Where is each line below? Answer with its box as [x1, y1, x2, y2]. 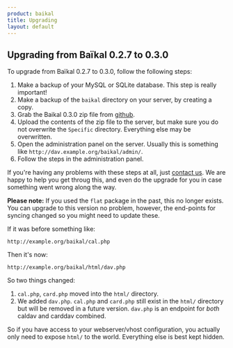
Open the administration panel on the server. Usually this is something [17, 140, 219, 148]
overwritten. [17, 133, 52, 141]
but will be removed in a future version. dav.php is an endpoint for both [17, 304, 220, 313]
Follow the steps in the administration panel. [17, 155, 144, 164]
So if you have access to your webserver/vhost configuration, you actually [7, 325, 220, 334]
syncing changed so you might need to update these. [7, 212, 160, 220]
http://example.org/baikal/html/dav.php [7, 264, 127, 271]
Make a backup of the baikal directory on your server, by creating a [17, 95, 212, 104]
